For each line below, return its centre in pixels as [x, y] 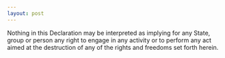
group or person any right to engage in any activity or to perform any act [109, 40]
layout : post [26, 13]
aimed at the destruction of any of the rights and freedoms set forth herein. [113, 47]
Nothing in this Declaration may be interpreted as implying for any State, [109, 33]
